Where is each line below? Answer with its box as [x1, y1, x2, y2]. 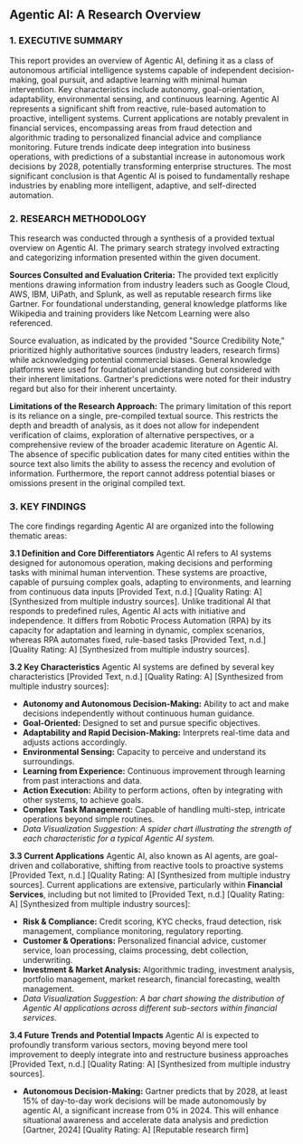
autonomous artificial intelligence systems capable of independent [9, 64, 258, 75]
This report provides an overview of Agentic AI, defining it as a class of [9, 54, 274, 66]
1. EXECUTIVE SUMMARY [9, 34, 124, 47]
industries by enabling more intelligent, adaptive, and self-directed [9, 180, 257, 191]
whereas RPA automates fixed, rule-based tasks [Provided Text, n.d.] [9, 634, 267, 645]
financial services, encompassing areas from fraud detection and [9, 122, 252, 133]
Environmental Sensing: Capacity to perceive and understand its [22, 747, 267, 758]
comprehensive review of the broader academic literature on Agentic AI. [9, 439, 279, 450]
